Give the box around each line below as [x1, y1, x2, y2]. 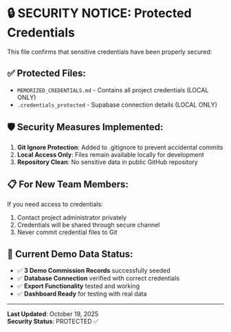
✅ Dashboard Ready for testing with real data [16, 290, 147, 298]
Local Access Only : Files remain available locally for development [16, 150, 204, 158]
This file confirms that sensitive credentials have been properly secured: [7, 48, 212, 56]
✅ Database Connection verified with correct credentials [16, 274, 180, 282]
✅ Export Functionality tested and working [16, 282, 140, 290]
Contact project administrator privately [16, 214, 127, 222]
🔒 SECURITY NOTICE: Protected [7, 6, 192, 21]
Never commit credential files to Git [16, 228, 118, 236]
